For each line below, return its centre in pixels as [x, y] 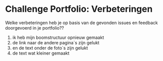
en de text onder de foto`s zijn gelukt [50, 48]
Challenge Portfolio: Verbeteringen [79, 9]
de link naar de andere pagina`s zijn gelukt [56, 42]
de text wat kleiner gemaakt [41, 53]
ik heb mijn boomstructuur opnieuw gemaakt [58, 37]
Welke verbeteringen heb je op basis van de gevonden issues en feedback [81, 23]
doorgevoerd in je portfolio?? [35, 28]
